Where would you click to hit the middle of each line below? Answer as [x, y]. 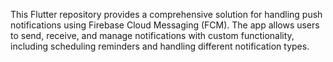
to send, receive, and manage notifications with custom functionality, [152, 35]
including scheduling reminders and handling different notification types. [160, 46]
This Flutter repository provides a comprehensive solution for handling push [166, 14]
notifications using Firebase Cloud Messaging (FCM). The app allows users [165, 25]
